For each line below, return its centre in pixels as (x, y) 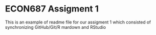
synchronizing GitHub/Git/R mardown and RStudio (56, 27)
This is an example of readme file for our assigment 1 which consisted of (78, 22)
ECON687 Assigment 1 (52, 9)
